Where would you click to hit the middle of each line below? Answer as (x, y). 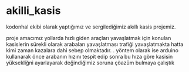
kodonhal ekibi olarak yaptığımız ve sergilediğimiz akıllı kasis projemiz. (91, 27)
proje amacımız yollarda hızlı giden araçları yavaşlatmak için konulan (89, 38)
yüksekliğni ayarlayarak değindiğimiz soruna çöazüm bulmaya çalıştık (90, 63)
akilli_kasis (33, 11)
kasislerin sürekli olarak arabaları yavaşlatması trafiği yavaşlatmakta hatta (95, 44)
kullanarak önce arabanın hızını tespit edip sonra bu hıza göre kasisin (90, 56)
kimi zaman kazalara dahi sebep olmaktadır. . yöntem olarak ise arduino (92, 50)
